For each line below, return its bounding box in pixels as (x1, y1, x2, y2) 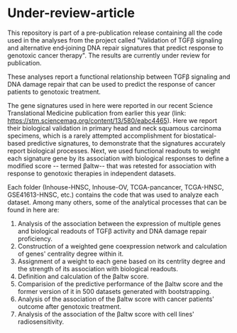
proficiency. (17, 234, 53, 243)
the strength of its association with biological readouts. (17, 264, 179, 273)
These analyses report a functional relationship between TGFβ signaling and (7, 72, 231, 81)
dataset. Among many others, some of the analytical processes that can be (7, 197, 227, 207)
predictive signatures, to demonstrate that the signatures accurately (27, 138, 226, 147)
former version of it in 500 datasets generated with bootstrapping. (17, 287, 211, 295)
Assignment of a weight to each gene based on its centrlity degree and (17, 257, 226, 266)
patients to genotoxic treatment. (7, 87, 101, 96)
